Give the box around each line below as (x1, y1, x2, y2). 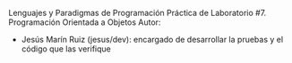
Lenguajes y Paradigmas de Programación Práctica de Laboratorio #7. (8, 8, 267, 18)
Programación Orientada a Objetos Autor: (8, 17, 161, 28)
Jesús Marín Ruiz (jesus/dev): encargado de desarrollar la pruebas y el (21, 35, 284, 44)
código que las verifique (21, 43, 111, 54)
